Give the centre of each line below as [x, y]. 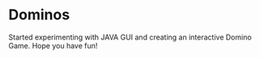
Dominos [39, 15]
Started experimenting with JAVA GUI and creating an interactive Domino [130, 37]
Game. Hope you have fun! [53, 45]
